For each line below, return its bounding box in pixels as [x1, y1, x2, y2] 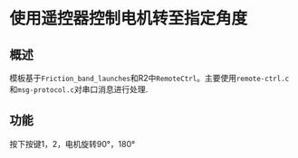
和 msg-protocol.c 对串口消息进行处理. [9, 84, 149, 95]
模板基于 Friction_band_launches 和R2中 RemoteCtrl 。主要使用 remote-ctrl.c [9, 73, 290, 83]
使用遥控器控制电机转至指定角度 [9, 8, 248, 29]
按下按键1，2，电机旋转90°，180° [9, 138, 136, 149]
